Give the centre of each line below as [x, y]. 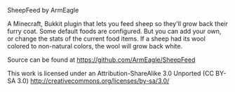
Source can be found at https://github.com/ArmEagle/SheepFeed [101, 60]
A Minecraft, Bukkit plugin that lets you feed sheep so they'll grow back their [117, 24]
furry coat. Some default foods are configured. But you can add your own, [114, 31]
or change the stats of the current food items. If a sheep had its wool [106, 39]
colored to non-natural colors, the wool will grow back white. [95, 46]
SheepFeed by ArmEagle [43, 10]
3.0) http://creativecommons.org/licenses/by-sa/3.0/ [93, 81]
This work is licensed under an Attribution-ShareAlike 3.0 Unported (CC [110, 73]
